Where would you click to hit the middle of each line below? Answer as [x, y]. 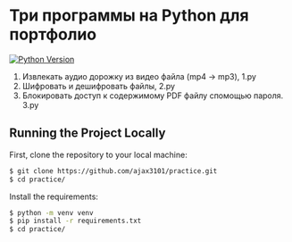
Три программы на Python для [129, 16]
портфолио [53, 34]
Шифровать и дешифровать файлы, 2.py [99, 86]
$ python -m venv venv [51, 213]
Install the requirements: [54, 196]
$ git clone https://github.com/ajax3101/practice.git [113, 171]
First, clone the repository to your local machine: [98, 154]
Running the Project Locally [88, 134]
